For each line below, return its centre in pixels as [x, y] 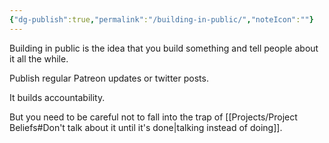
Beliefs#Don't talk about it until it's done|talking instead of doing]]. [146, 127]
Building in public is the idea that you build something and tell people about [164, 48]
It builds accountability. [57, 97]
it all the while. [39, 58]
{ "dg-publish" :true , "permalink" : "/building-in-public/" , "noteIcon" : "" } [161, 19]
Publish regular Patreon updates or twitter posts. [109, 78]
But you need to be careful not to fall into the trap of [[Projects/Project [153, 117]
